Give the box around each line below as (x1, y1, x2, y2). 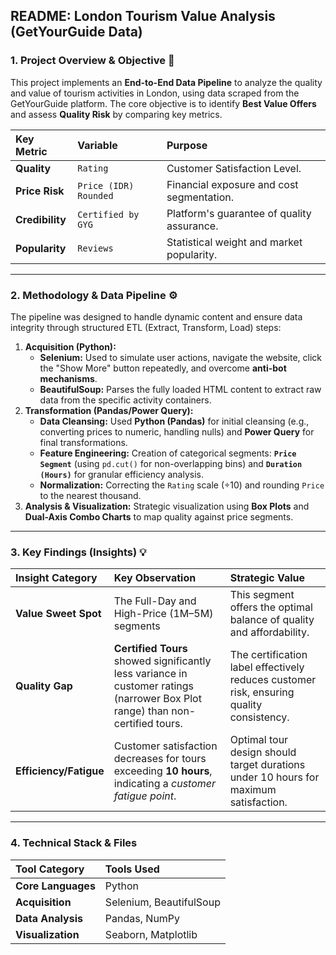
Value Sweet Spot (15, 607, 102, 621)
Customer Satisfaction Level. (166, 161, 302, 175)
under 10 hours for (229, 770, 320, 784)
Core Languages (15, 879, 96, 893)
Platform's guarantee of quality (166, 206, 312, 220)
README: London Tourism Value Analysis (10, 8, 276, 25)
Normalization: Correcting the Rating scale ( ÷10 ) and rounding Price (39, 479, 325, 491)
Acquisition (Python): (24, 340, 117, 353)
